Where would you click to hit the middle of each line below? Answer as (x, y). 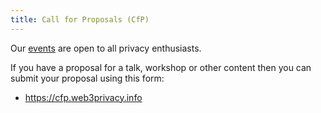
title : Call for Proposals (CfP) (80, 19)
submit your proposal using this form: (87, 78)
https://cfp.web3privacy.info (83, 97)
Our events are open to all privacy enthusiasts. (106, 48)
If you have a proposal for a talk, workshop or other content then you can (161, 67)
